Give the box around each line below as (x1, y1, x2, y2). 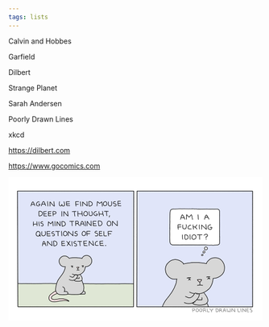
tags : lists (8, 13, 48, 21)
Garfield (8, 52, 35, 61)
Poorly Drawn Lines (8, 114, 74, 124)
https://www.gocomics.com (8, 161, 101, 171)
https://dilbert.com (8, 145, 71, 155)
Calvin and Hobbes (8, 36, 72, 46)
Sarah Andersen (8, 98, 62, 108)
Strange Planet (8, 83, 58, 93)
